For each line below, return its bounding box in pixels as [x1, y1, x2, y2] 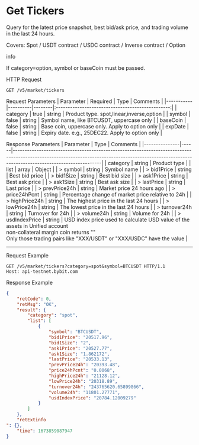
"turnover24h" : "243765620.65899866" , [48, 383, 145, 390]
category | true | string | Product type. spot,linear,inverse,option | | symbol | [6, 110, 191, 117]
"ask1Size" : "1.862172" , [48, 351, 110, 357]
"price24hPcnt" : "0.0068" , [48, 367, 115, 373]
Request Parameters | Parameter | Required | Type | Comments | [6, 98, 163, 105]
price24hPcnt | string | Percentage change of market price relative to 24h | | [6, 191, 192, 198]
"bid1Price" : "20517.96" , [48, 334, 113, 340]
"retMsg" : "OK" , [17, 301, 57, 307]
